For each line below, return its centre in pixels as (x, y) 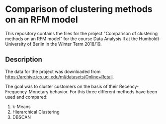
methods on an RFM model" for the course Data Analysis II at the (72, 39)
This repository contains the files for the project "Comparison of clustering (82, 33)
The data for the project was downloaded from (53, 71)
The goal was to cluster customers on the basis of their (62, 86)
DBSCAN (22, 117)
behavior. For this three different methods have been (103, 92)
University (16, 44)
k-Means (21, 106)
